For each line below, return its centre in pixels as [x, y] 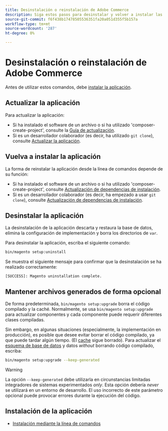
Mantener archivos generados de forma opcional [83, 291]
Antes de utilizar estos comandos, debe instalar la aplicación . [68, 87]
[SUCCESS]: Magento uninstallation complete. [53, 276]
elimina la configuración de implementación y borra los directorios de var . [81, 233]
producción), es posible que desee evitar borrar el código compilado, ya [80, 335]
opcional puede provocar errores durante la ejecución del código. [73, 395]
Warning [14, 370]
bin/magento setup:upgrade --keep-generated [52, 360]
